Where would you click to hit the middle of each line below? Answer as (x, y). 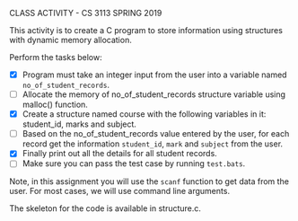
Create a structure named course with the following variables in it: (144, 114)
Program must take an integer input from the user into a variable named (154, 75)
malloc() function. (55, 105)
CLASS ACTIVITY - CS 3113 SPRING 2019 (86, 13)
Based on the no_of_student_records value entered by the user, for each (156, 134)
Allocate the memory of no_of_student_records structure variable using (153, 94)
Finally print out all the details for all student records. (119, 154)
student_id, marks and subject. (79, 124)
